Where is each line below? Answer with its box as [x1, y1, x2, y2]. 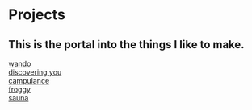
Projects [8, 6, 66, 24]
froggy [8, 84, 31, 94]
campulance [8, 76, 50, 85]
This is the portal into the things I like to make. [8, 38, 245, 51]
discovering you [8, 67, 62, 77]
